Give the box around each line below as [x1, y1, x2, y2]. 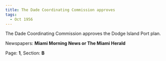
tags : [5, 12, 17, 17]
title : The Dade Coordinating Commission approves [5, 7, 115, 13]
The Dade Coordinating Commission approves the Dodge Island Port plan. [5, 31, 161, 37]
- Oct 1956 [10, 17, 33, 22]
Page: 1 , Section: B [5, 50, 45, 56]
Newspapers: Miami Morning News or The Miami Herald [5, 40, 126, 46]
